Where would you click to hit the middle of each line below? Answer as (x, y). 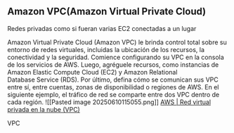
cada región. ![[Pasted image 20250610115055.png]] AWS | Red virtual (109, 102)
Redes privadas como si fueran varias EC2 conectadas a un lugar (102, 28)
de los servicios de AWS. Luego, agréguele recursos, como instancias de (113, 64)
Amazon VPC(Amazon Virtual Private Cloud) (107, 12)
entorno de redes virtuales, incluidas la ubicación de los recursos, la (106, 49)
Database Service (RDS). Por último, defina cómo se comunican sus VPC (113, 80)
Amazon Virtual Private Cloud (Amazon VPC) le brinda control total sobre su (117, 42)
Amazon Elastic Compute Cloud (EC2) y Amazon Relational (92, 72)
